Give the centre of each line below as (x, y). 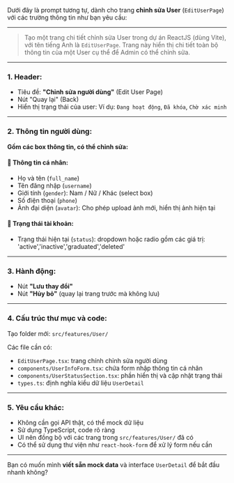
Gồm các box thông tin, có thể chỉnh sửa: (68, 146)
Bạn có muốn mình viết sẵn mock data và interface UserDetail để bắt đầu (114, 465)
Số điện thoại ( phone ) (47, 200)
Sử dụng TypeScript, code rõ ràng (66, 430)
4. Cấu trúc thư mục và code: (57, 319)
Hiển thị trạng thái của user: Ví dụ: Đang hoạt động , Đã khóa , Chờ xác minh (122, 107)
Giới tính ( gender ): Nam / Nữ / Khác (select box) (85, 193)
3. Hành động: (32, 271)
